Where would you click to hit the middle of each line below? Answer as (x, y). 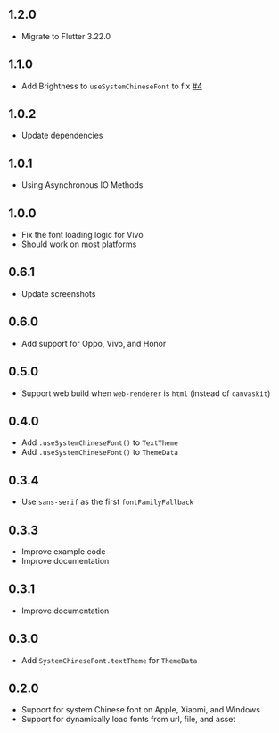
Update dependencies (62, 135)
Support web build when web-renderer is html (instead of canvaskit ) (146, 393)
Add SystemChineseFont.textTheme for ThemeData (109, 660)
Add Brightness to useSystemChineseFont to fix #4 (111, 86)
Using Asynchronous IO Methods (82, 185)
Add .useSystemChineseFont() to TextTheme (100, 442)
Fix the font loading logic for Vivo (82, 235)
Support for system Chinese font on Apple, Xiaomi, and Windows (140, 710)
